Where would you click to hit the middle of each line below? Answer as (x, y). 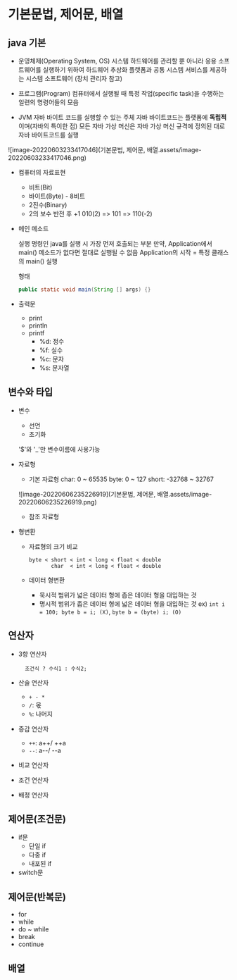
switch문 (31, 873)
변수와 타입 (31, 392)
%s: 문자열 (54, 368)
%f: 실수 (51, 350)
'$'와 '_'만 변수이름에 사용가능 (59, 449)
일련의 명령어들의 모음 (49, 102)
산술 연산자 (33, 682)
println (38, 325)
